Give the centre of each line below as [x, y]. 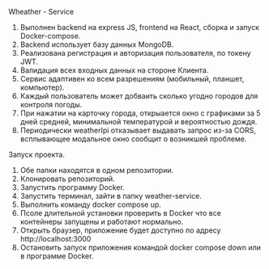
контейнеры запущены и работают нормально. [102, 222]
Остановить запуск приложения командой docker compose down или [141, 247]
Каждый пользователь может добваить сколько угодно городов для [139, 96]
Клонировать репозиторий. [67, 179]
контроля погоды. [51, 105]
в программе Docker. [57, 256]
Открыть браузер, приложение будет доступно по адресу [120, 230]
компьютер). [42, 87]
